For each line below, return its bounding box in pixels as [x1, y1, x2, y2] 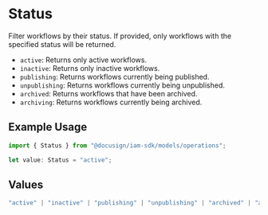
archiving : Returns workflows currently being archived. [19, 97, 203, 107]
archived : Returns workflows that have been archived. [19, 88, 198, 98]
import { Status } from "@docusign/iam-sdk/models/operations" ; [8, 141, 227, 150]
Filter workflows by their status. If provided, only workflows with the [8, 31, 232, 41]
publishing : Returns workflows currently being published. [19, 72, 210, 81]
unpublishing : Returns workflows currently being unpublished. [19, 80, 226, 90]
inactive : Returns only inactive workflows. [19, 63, 160, 72]
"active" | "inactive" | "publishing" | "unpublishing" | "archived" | [8, 199, 252, 207]
